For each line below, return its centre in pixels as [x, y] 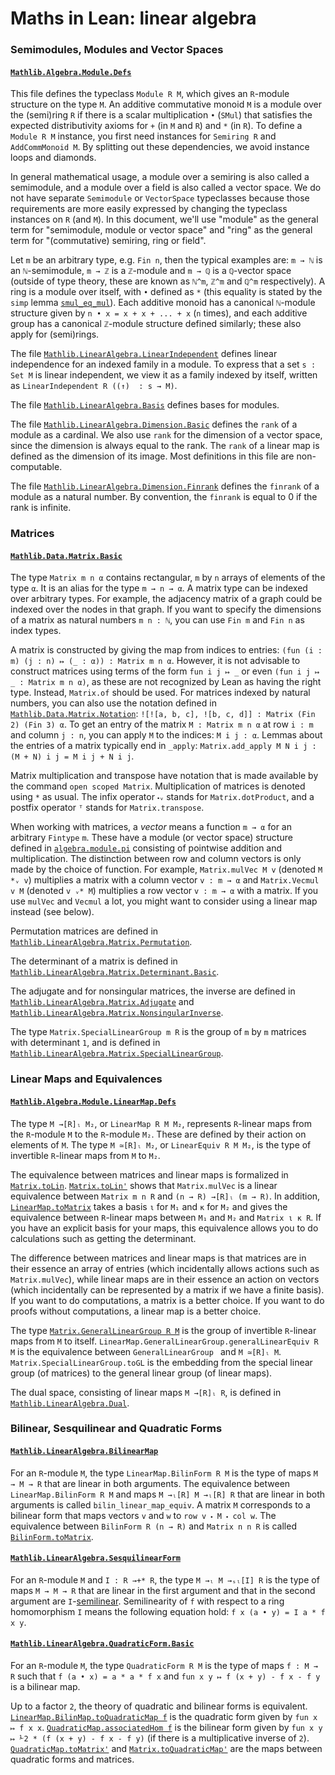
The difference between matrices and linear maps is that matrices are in [158, 1258]
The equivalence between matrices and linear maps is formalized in [149, 1174]
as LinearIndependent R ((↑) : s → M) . [94, 386]
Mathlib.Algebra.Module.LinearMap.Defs [93, 1102]
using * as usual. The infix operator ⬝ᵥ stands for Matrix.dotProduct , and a [162, 797]
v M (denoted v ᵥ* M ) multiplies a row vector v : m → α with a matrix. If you [164, 891]
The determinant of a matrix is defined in [94, 961]
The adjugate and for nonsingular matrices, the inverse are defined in [153, 991]
